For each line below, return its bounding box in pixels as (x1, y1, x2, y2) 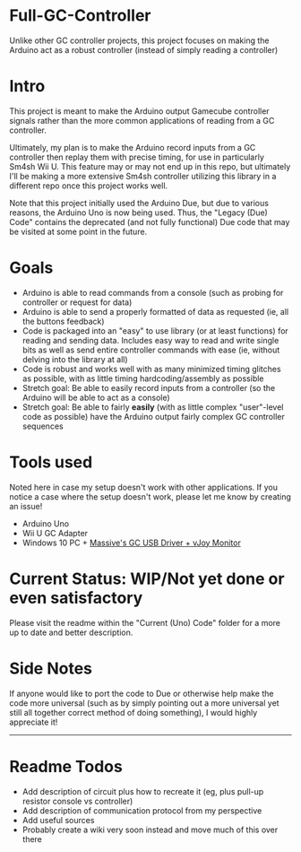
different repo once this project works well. (9, 180, 168, 191)
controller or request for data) (21, 297, 133, 308)
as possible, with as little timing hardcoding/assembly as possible (21, 373, 264, 384)
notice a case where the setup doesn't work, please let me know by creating (9, 491, 291, 502)
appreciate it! (9, 717, 58, 727)
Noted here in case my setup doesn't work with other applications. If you (9, 482, 278, 492)
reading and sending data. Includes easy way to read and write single (21, 335, 279, 345)
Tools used (9, 452, 93, 472)
